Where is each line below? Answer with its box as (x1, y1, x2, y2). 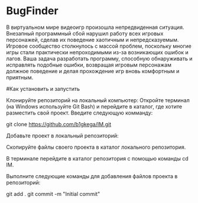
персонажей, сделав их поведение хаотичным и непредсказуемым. (6, 36, 179, 43)
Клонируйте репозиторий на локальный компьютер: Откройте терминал (6, 96, 190, 104)
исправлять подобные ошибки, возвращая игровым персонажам (6, 61, 171, 68)
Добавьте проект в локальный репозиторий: (6, 132, 119, 139)
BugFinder (6, 4, 59, 18)
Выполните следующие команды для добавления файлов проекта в (6, 172, 178, 179)
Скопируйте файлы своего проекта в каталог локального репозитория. (6, 143, 186, 150)
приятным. (6, 74, 34, 81)
